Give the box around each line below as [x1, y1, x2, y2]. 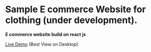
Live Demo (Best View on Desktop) [5, 41, 78, 47]
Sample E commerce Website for [5, 4, 146, 15]
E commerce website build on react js [5, 31, 86, 37]
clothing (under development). [5, 14, 138, 26]
